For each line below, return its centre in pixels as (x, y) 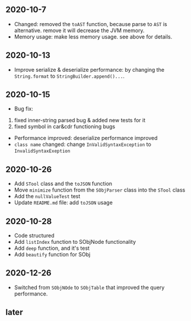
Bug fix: (24, 109)
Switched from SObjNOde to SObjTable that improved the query (89, 287)
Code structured (34, 236)
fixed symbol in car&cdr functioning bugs (65, 126)
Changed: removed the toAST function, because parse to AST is (90, 24)
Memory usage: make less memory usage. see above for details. (93, 36)
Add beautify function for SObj (52, 255)
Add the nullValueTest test (47, 196)
